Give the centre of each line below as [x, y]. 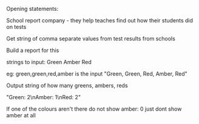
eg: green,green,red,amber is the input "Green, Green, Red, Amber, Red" [97, 74]
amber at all [21, 115]
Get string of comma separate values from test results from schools [91, 38]
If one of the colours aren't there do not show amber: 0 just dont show [94, 109]
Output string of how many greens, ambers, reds [67, 85]
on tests [16, 27]
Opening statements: [32, 9]
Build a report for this [33, 50]
